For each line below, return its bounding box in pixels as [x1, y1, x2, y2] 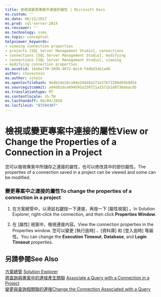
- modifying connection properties [5, 62, 78, 67]
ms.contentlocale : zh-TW [5, 94, 56, 99]
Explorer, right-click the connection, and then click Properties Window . [12, 212, 157, 217]
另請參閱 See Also [5, 255, 59, 263]
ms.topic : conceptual [5, 35, 49, 40]
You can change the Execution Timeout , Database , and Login [21, 234, 147, 240]
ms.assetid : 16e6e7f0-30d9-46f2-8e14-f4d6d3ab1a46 [5, 67, 111, 72]
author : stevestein [5, 71, 45, 76]
